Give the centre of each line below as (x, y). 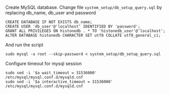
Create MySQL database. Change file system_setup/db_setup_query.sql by (84, 7)
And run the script (24, 45)
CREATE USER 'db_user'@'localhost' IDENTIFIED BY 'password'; (73, 26)
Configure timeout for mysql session (44, 64)
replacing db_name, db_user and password (51, 13)
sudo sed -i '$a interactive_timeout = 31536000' (59, 82)
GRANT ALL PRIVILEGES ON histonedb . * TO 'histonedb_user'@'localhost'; (86, 31)
